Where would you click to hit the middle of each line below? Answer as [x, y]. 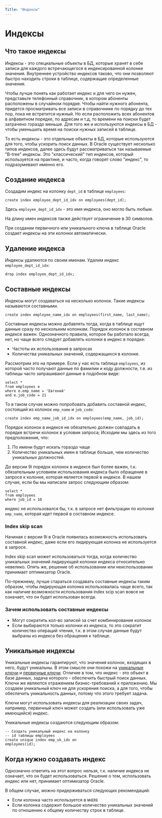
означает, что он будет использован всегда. [51, 597]
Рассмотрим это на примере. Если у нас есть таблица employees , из [75, 363]
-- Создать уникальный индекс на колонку [47, 732]
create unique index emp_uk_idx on [41, 740]
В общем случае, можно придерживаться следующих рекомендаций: [78, 791]
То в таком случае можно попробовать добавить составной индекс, [76, 404]
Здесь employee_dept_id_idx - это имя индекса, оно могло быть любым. [79, 209]
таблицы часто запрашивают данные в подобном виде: [62, 374]
